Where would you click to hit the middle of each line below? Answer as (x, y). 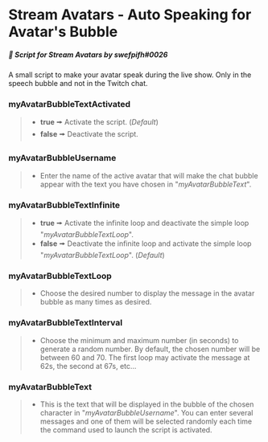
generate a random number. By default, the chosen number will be (150, 349)
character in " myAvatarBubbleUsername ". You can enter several (146, 412)
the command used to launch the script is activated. (126, 430)
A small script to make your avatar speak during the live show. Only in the (130, 75)
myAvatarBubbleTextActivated (70, 104)
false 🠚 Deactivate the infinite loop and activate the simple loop (146, 244)
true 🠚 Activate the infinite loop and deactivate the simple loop (144, 223)
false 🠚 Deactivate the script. (89, 134)
